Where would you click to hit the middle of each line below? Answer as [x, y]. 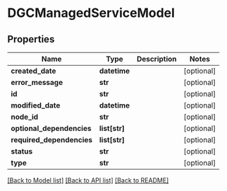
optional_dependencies [51, 128]
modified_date [36, 105]
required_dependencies [52, 140]
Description [157, 59]
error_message [37, 82]
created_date [33, 71]
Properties [31, 39]
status [22, 151]
